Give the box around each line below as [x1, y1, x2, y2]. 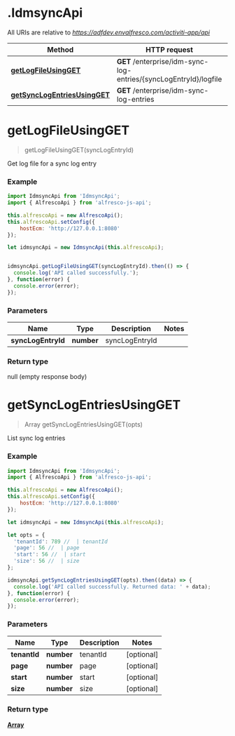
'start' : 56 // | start [13, 551, 86, 558]
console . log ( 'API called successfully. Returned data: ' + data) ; [13, 583, 211, 590]
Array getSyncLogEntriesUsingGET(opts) [24, 420, 143, 429]
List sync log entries [7, 434, 66, 443]
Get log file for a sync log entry [7, 159, 97, 168]
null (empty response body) [7, 373, 87, 381]
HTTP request [145, 44, 194, 54]
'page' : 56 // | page [13, 544, 80, 551]
